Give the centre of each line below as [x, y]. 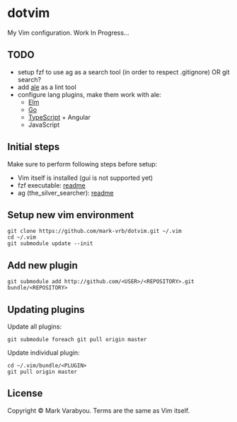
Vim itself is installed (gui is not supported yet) [85, 178]
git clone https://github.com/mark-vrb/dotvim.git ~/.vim [94, 232]
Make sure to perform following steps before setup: [82, 164]
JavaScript [44, 125]
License [25, 393]
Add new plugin [42, 265]
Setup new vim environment [71, 215]
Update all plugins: [35, 326]
